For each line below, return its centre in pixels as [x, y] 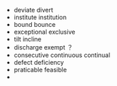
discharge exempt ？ [43, 47]
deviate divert [33, 10]
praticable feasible [40, 69]
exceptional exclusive [44, 32]
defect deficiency [39, 62]
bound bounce [35, 24]
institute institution [40, 17]
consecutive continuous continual [62, 55]
